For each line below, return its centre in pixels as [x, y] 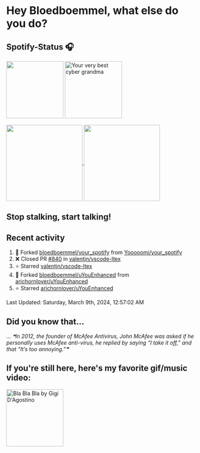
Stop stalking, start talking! [59, 217]
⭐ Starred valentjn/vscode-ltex [53, 266]
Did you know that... [45, 322]
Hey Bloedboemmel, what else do [92, 11]
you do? [27, 23]
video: [19, 378]
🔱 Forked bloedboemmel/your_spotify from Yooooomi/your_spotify [98, 252]
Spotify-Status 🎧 [40, 47]
